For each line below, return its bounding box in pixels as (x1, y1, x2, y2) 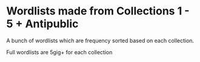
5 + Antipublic (6, 17, 79, 31)
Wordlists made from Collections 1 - (6, 4, 190, 18)
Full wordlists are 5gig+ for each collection (6, 48, 113, 55)
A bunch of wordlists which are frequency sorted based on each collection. (6, 37, 195, 44)
